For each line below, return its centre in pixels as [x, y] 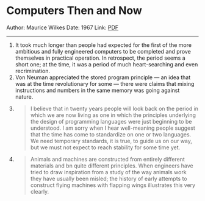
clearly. [40, 191]
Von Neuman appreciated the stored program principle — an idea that [103, 77]
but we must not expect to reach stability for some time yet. [105, 147]
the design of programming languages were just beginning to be [111, 121]
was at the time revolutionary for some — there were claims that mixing [105, 83]
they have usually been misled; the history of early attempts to [109, 178]
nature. [24, 97]
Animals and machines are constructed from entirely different [107, 159]
